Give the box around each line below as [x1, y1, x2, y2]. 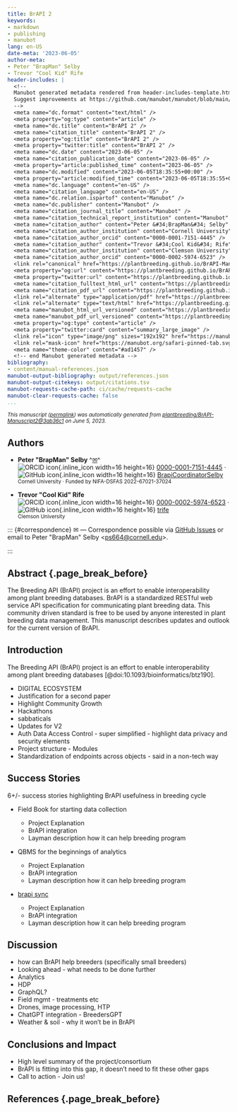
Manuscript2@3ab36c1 [7, 418, 64, 425]
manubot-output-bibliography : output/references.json [7, 372, 169, 379]
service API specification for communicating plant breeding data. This [7, 601, 210, 609]
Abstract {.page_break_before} [7, 567, 148, 579]
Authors [7, 437, 44, 449]
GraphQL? [17, 988, 48, 997]
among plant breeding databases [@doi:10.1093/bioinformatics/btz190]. [7, 670, 215, 679]
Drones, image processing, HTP [17, 1003, 111, 1011]
